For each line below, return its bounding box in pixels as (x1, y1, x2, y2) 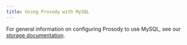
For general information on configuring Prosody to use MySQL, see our (6, 25, 181, 32)
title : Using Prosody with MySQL (6, 8, 90, 15)
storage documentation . (6, 31, 66, 39)
